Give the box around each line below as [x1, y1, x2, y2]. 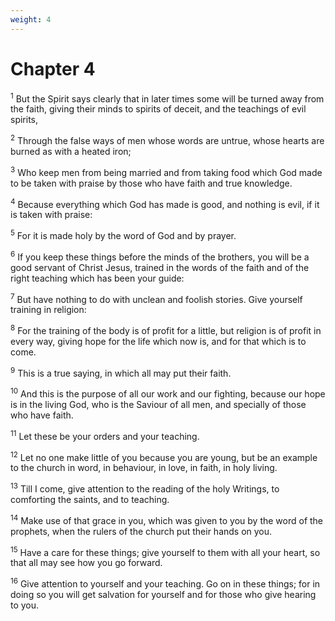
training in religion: [10, 304, 87, 316]
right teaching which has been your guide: [10, 272, 185, 284]
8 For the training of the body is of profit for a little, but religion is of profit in [10, 323, 322, 336]
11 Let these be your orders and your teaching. [10, 429, 200, 442]
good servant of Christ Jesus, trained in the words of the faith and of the [10, 261, 310, 273]
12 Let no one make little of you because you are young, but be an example [10, 449, 318, 463]
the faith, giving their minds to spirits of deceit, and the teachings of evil [10, 103, 307, 115]
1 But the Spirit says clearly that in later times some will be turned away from [10, 91, 325, 105]
